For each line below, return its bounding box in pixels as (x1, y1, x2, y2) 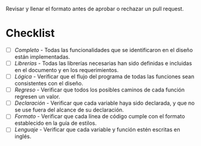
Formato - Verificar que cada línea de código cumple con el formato (14, 113, 185, 120)
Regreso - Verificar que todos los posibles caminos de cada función (14, 86, 185, 93)
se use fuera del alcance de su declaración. (14, 106, 124, 114)
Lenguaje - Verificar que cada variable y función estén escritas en (14, 126, 180, 133)
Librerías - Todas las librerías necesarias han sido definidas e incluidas (14, 60, 192, 67)
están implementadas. (14, 53, 70, 60)
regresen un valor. (14, 93, 60, 101)
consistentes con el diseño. (14, 80, 83, 87)
